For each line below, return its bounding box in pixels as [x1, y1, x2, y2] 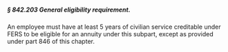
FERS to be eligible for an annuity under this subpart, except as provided [7, 29, 214, 38]
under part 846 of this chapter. [7, 37, 95, 45]
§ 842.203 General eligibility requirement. [7, 5, 131, 14]
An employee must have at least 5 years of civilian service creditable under [7, 23, 221, 31]
